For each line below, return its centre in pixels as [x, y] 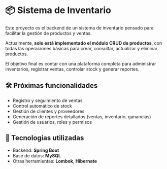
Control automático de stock [42, 106]
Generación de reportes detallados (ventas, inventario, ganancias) [82, 116]
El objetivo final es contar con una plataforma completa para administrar [81, 63]
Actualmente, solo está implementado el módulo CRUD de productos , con [84, 43]
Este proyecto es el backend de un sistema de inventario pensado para [79, 28]
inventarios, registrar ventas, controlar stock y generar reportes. [72, 69]
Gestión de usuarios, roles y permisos [52, 122]
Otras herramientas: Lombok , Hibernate [55, 161]
